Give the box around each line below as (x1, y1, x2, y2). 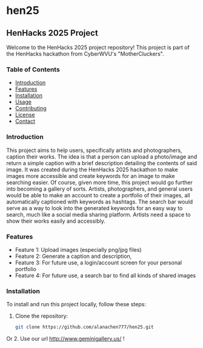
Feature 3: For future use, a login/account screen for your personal (15, 258, 182, 266)
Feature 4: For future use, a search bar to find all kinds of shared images (15, 272, 196, 279)
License (15, 111, 35, 119)
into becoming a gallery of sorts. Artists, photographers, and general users (6, 185, 193, 192)
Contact (15, 117, 35, 125)
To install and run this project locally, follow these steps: (6, 301, 147, 308)
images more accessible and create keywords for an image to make (6, 172, 175, 179)
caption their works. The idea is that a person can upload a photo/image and (6, 153, 198, 160)
